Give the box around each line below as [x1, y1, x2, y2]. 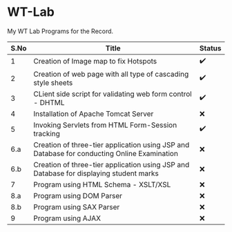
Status [199, 43, 222, 52]
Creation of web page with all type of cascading [33, 69, 189, 79]
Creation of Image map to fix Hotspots [33, 57, 157, 66]
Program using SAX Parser [33, 202, 120, 211]
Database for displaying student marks [33, 168, 159, 178]
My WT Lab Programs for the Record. [7, 27, 114, 35]
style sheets [33, 77, 73, 87]
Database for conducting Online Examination [33, 148, 178, 158]
